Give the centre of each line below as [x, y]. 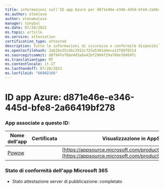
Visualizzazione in [124, 139]
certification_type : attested [36, 42]
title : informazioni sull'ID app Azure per [50, 10]
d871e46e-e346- [99, 97]
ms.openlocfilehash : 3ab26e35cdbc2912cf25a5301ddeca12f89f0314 [71, 50]
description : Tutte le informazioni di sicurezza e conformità [71, 46]
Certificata [44, 139]
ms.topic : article [24, 32]
